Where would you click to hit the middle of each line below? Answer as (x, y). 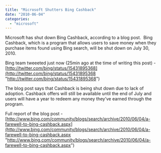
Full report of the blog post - (34, 114)
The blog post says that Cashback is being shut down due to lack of (75, 88)
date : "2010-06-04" (25, 14)
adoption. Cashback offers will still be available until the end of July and (79, 94)
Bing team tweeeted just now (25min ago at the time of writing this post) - (80, 63)
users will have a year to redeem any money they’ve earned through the (79, 99)
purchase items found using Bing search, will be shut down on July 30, (77, 48)
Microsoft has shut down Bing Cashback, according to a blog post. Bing (79, 38)
